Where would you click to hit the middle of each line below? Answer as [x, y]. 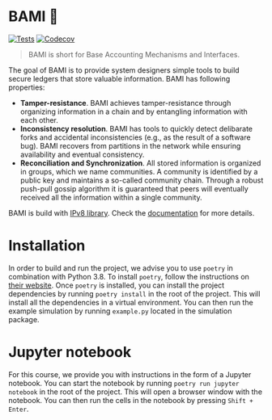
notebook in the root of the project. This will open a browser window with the [136, 392]
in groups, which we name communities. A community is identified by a [139, 171]
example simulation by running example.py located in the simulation [120, 311]
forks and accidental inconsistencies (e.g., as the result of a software [135, 137]
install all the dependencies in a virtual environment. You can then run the [131, 302]
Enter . [19, 409]
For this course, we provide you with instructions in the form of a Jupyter [130, 374]
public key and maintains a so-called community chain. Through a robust [142, 180]
